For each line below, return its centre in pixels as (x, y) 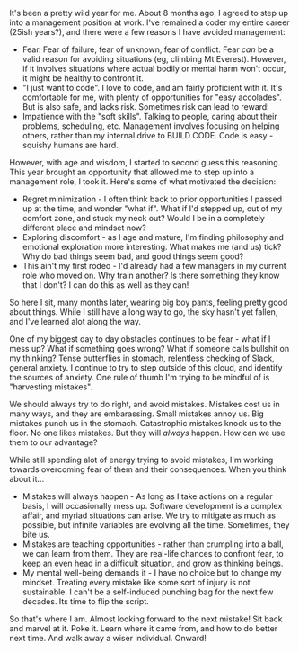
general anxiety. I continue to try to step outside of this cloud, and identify (146, 367)
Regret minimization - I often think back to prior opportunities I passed (152, 199)
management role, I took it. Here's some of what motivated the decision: (143, 182)
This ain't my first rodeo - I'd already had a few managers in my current (154, 266)
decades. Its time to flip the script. (86, 601)
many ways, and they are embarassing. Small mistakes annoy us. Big (137, 414)
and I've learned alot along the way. (75, 322)
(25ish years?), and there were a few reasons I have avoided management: (147, 32)
